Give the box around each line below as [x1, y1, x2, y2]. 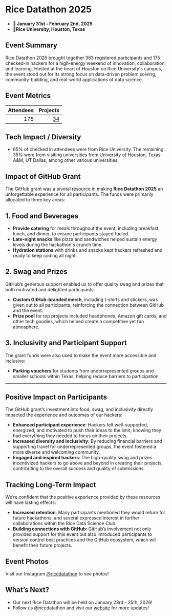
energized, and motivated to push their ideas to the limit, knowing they [12, 427, 162, 434]
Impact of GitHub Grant [5, 172, 81, 181]
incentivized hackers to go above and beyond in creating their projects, [12, 460, 163, 466]
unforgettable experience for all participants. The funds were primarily [5, 191, 154, 197]
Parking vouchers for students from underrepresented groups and [12, 367, 154, 374]
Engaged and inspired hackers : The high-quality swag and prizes [12, 455, 153, 461]
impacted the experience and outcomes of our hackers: [5, 412, 123, 418]
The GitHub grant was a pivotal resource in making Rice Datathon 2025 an [5, 186, 163, 192]
